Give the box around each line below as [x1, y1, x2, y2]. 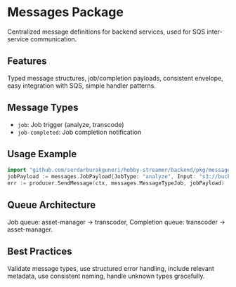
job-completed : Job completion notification [17, 128, 142, 136]
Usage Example [7, 148, 77, 160]
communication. [30, 34, 77, 43]
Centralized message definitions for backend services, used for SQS [7, 27, 206, 36]
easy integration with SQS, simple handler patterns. [7, 81, 156, 90]
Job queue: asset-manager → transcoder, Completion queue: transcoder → [7, 218, 226, 226]
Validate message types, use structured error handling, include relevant [7, 264, 214, 272]
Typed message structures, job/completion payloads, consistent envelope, [7, 74, 223, 82]
